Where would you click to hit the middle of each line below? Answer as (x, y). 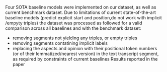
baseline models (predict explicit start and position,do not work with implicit (83, 18)
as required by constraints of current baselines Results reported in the (85, 59)
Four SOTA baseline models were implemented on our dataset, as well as (81, 7)
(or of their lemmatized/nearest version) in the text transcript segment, (86, 54)
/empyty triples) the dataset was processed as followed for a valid (74, 23)
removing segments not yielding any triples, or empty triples (75, 38)
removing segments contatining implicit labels (60, 43)
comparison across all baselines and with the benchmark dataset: (73, 28)
